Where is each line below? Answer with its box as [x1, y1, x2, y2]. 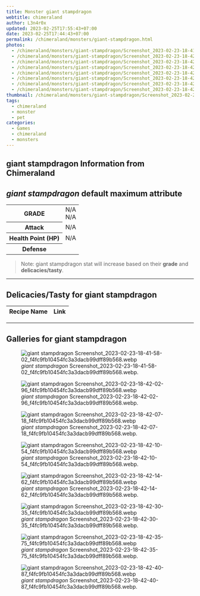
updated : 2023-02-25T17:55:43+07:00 [6, 25, 97, 32]
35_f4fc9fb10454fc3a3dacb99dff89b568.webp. [21, 522, 139, 529]
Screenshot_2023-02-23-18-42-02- [69, 393, 159, 401]
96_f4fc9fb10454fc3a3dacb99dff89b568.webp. [21, 399, 139, 406]
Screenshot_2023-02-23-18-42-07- [69, 424, 158, 431]
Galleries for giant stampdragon [6, 334, 127, 344]
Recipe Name [9, 307, 48, 316]
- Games [11, 126, 31, 132]
